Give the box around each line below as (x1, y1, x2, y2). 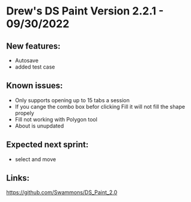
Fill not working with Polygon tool (14, 115, 98, 123)
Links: (6, 173, 30, 183)
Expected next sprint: (6, 139, 89, 150)
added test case (14, 63, 55, 70)
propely (14, 109, 34, 117)
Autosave (14, 57, 39, 64)
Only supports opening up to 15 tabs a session (14, 96, 130, 103)
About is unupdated (14, 122, 64, 129)
